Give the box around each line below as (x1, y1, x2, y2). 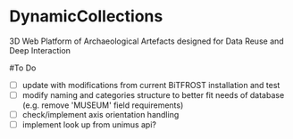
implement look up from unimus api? (21, 119, 156, 130)
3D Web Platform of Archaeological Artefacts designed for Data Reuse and (9, 36, 284, 46)
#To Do (9, 62, 37, 73)
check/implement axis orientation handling (21, 110, 180, 120)
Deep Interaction (9, 45, 71, 55)
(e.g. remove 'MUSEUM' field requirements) (21, 100, 184, 110)
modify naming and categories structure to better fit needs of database (21, 90, 285, 100)
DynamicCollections (9, 6, 163, 27)
